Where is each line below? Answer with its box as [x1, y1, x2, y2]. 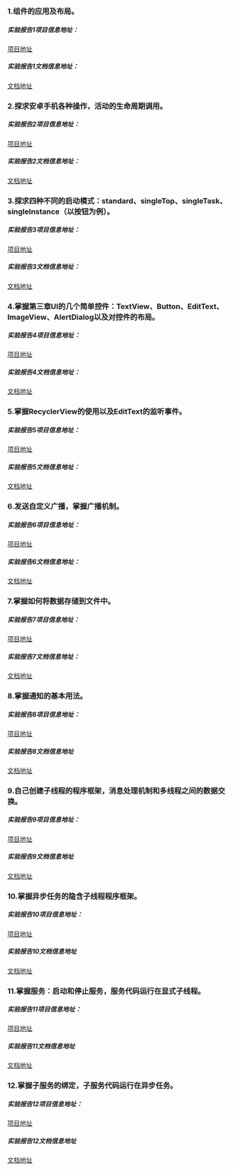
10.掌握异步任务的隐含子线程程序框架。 [7, 891, 142, 901]
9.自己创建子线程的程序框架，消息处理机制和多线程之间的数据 [7, 786, 218, 796]
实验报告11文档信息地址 [7, 1042, 76, 1051]
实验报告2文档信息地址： [7, 157, 80, 165]
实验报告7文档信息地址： [7, 652, 80, 660]
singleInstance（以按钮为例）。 [7, 207, 115, 217]
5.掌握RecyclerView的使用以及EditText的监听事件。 [7, 407, 187, 417]
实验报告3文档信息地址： [7, 262, 80, 271]
